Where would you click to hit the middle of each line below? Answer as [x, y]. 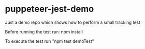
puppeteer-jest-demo [50, 9]
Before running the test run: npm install [44, 32]
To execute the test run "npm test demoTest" [50, 41]
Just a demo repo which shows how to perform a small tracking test [73, 22]
